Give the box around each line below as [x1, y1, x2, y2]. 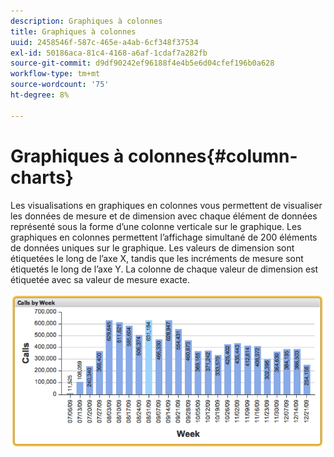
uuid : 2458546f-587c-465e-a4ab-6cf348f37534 [10, 37, 199, 47]
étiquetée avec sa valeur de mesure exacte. [10, 273, 190, 285]
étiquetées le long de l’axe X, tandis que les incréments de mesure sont [10, 252, 304, 264]
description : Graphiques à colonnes [10, 16, 163, 26]
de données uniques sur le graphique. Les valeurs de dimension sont [10, 241, 295, 254]
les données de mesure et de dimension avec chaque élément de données [10, 210, 318, 222]
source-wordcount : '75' [10, 80, 110, 90]
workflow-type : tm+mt [10, 69, 101, 79]
